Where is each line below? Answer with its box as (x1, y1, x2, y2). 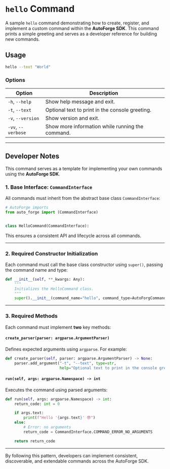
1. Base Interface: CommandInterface (5, 184, 93, 191)
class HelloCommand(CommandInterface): (5, 223, 90, 228)
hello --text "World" (5, 64, 51, 69)
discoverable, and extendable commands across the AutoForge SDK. (5, 458, 149, 464)
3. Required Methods (5, 312, 58, 319)
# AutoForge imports (5, 205, 49, 210)
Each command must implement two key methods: (5, 324, 111, 330)
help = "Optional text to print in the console (59, 365, 157, 370)
